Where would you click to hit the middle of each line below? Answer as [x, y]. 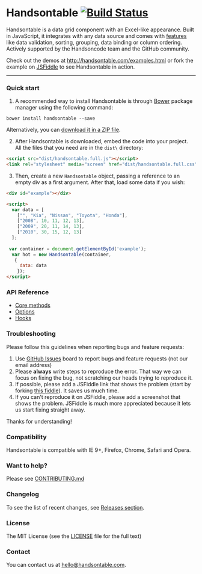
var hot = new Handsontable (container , [62, 255]
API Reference [28, 292]
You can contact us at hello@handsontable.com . [66, 565]
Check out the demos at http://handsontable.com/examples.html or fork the [100, 60]
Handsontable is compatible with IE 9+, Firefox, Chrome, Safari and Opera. [99, 450]
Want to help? [27, 465]
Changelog [23, 495]
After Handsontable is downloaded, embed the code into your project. [101, 141]
